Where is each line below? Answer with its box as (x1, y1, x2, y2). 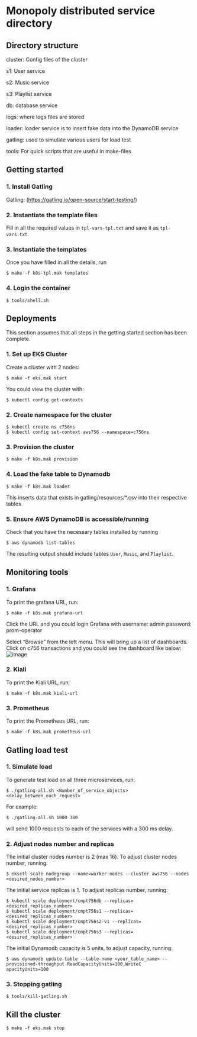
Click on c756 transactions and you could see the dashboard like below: (6, 644, 182, 652)
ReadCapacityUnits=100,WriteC (67, 961, 142, 967)
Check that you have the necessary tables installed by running (6, 528, 159, 535)
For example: (6, 803, 38, 810)
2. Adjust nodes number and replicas (6, 839, 114, 848)
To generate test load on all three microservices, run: (6, 776, 135, 783)
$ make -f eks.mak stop (6, 1025, 65, 1031)
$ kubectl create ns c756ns (6, 424, 76, 430)
